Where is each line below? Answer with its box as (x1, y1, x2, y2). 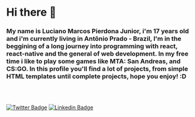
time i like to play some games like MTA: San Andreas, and (6, 57, 181, 66)
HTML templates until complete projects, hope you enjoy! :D (6, 72, 187, 81)
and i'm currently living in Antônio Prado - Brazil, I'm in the (6, 34, 182, 43)
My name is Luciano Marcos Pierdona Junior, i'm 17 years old (6, 27, 190, 36)
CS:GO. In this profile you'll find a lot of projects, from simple (6, 65, 188, 73)
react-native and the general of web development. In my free (6, 49, 189, 58)
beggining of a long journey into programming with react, (6, 42, 178, 51)
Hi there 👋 (6, 5, 56, 19)
